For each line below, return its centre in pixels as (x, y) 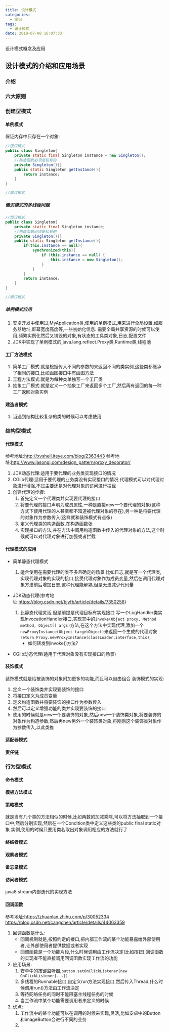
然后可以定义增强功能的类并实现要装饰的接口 (59, 708)
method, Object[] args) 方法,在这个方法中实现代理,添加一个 (82, 625)
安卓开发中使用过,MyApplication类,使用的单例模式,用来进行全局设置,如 (85, 323)
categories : (18, 15)
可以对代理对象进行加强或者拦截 (62, 536)
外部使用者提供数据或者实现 (59, 945)
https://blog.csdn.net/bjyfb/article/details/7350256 (72, 601)
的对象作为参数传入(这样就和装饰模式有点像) (66, 518)
